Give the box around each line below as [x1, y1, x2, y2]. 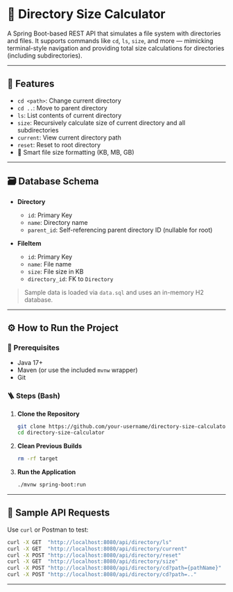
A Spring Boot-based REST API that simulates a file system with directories [7, 29, 221, 37]
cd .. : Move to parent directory [17, 103, 107, 112]
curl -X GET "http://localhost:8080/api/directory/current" [7, 545, 188, 552]
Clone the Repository [17, 409, 80, 418]
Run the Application [17, 468, 76, 476]
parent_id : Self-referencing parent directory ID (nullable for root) [27, 226, 213, 234]
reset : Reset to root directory [17, 140, 101, 149]
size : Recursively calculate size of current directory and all [17, 118, 186, 127]
